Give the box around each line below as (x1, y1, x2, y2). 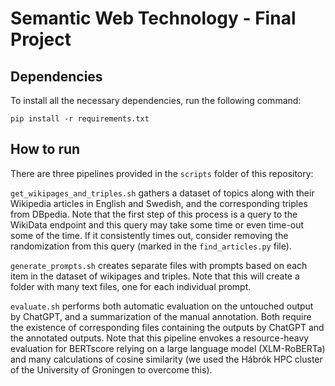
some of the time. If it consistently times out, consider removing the (10, 229, 289, 241)
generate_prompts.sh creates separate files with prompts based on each (10, 259, 308, 271)
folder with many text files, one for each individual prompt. (10, 280, 252, 292)
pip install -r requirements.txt (10, 114, 150, 124)
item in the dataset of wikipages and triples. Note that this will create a (10, 270, 300, 282)
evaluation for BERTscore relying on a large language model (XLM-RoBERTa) (10, 342, 326, 354)
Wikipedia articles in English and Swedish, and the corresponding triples (10, 197, 308, 209)
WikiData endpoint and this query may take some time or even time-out (10, 218, 305, 231)
